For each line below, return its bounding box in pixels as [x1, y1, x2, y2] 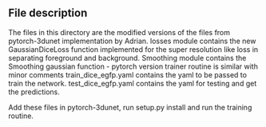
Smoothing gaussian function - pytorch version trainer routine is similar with [8, 62, 258, 71]
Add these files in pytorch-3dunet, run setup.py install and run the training [8, 102, 252, 112]
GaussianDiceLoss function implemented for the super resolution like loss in [8, 44, 259, 54]
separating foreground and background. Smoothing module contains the [8, 53, 247, 62]
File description [8, 6, 88, 20]
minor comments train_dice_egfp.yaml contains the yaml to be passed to [8, 69, 248, 79]
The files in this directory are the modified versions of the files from [8, 27, 230, 37]
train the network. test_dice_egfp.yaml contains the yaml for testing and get [8, 78, 257, 88]
